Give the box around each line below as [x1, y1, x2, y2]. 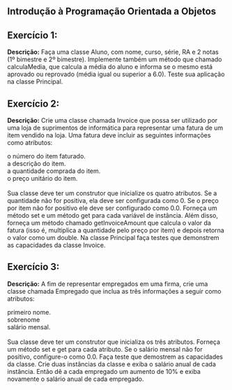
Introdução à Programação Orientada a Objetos [7, 6, 217, 17]
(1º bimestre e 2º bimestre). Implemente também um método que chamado [7, 55, 222, 63]
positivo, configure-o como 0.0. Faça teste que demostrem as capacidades [7, 352, 224, 361]
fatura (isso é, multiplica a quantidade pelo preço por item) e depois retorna [7, 226, 224, 234]
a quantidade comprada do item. [7, 167, 101, 175]
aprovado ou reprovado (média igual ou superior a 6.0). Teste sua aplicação [7, 70, 225, 79]
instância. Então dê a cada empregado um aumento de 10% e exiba [7, 367, 201, 375]
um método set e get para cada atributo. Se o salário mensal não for [7, 345, 203, 353]
